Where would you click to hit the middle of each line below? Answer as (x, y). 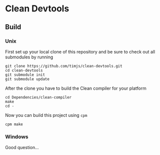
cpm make (14, 124)
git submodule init (25, 75)
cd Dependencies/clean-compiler (38, 97)
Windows (17, 137)
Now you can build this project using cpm (46, 115)
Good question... (22, 148)
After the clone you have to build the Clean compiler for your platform (76, 88)
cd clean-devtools (24, 70)
